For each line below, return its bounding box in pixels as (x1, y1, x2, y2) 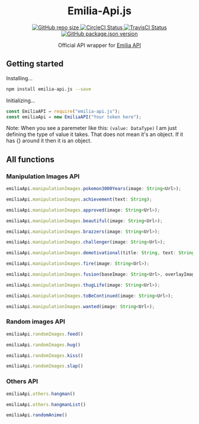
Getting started (6, 59, 64, 69)
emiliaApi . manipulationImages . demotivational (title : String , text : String (6, 250, 195, 256)
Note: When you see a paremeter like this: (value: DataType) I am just (6, 125, 177, 132)
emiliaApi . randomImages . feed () (6, 331, 84, 337)
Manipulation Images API (6, 172, 80, 181)
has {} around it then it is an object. (6, 137, 92, 144)
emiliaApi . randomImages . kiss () (6, 352, 84, 359)
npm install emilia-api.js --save (6, 86, 92, 92)
